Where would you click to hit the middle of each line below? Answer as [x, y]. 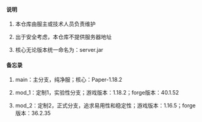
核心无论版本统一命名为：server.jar [59, 50]
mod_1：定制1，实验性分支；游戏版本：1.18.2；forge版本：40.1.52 [97, 93]
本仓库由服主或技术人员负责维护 [55, 24]
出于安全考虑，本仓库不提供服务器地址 [63, 37]
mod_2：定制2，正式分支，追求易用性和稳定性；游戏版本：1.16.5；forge [106, 106]
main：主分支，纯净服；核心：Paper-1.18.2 [69, 80]
